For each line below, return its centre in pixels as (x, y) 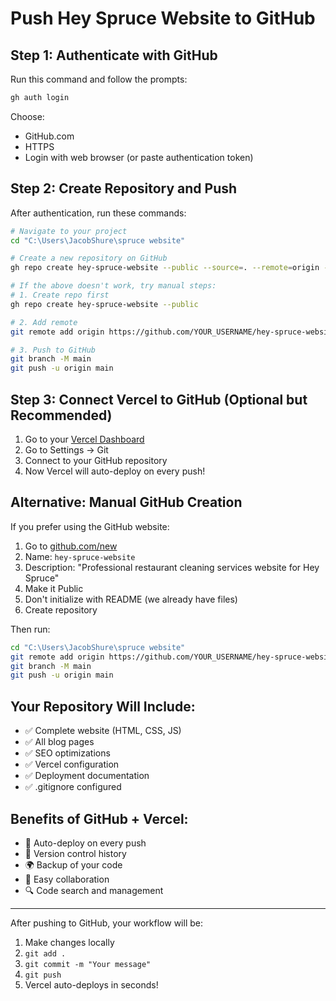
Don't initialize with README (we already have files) (131, 599)
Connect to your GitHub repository (96, 460)
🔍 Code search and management (94, 890)
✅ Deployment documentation (87, 776)
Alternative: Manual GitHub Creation (126, 502)
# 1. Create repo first (60, 295)
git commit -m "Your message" (88, 964)
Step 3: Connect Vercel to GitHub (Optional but (159, 399)
